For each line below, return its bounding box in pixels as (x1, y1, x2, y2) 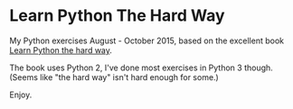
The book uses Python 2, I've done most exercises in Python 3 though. (9, 62, 273, 73)
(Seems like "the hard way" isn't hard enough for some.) (9, 71, 219, 82)
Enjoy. (9, 89, 33, 100)
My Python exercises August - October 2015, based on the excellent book (9, 35, 285, 46)
